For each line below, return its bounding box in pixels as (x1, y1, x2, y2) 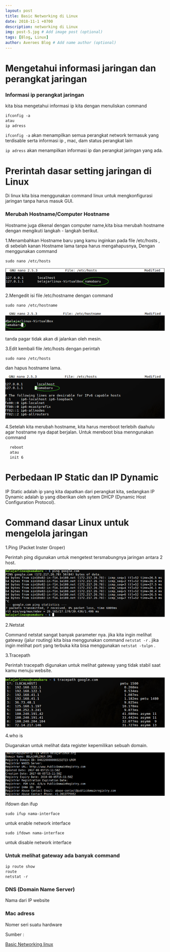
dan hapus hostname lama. (5, 365, 62, 371)
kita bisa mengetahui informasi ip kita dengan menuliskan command (5, 103, 147, 109)
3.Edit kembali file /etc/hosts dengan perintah (5, 345, 100, 352)
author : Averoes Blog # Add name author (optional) (5, 40, 116, 46)
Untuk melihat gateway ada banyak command (5, 852, 120, 859)
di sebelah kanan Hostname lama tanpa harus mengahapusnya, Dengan (5, 243, 155, 249)
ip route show (5, 864, 35, 869)
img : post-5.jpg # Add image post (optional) (5, 29, 103, 35)
